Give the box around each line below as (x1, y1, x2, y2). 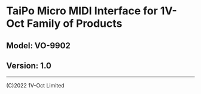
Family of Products (26, 17, 123, 30)
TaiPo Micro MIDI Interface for (6, 4, 159, 18)
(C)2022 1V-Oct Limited (6, 82, 65, 89)
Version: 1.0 (6, 61, 52, 71)
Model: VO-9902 (6, 40, 71, 51)
